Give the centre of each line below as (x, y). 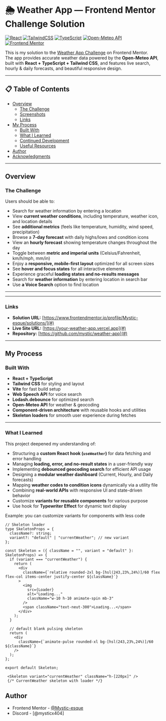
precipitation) (26, 232)
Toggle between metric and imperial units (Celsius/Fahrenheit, (77, 253)
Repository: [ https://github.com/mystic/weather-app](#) (70, 333)
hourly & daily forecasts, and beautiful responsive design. (64, 68)
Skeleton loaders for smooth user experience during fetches (74, 415)
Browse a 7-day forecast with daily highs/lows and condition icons (81, 237)
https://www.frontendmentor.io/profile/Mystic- (91, 318)
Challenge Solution (45, 24)
